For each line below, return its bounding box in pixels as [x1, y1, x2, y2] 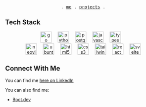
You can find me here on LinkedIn [5, 77, 74, 83]
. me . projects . [61, 4, 105, 9]
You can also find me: [5, 87, 49, 93]
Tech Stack [5, 18, 41, 27]
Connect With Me [5, 64, 60, 73]
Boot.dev [12, 96, 31, 103]
